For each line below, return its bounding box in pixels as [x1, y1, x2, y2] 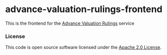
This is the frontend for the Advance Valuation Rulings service [5, 20, 135, 26]
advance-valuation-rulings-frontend [5, 4, 163, 15]
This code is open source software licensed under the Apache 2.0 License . [5, 44, 162, 50]
